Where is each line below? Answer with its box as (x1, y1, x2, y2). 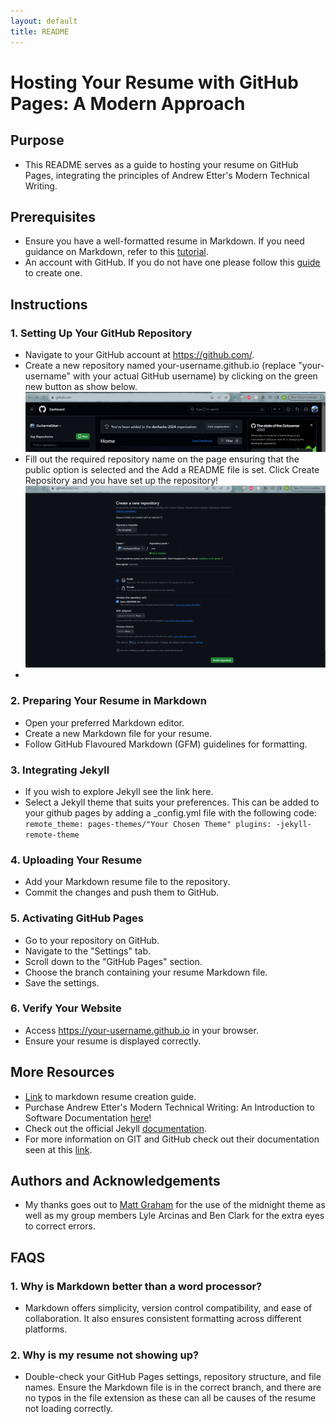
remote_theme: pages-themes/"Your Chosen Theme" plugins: (24, 819, 272, 829)
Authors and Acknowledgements (10, 1173, 221, 1190)
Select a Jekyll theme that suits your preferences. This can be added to (24, 796, 320, 808)
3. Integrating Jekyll (10, 763, 110, 777)
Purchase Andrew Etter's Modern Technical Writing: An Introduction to (24, 1101, 315, 1113)
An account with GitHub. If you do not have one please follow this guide (24, 256, 321, 269)
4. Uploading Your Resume (10, 853, 143, 867)
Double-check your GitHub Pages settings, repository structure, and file (24, 1371, 322, 1383)
